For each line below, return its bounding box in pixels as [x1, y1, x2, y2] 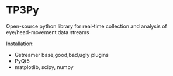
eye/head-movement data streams [6, 28, 89, 35]
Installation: [6, 40, 34, 47]
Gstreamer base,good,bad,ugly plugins [14, 51, 109, 58]
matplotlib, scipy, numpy [14, 63, 74, 70]
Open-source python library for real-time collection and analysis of [6, 23, 168, 30]
